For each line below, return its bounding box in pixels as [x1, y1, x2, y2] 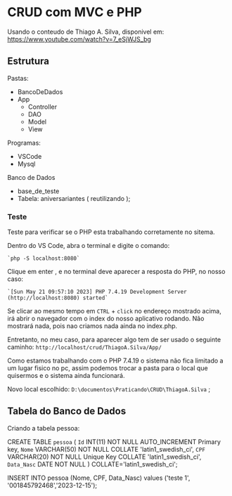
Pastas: [7, 74, 30, 82]
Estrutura [7, 56, 50, 67]
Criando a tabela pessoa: [7, 424, 80, 432]
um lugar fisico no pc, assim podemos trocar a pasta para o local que [7, 364, 209, 372]
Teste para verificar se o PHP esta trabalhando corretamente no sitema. [7, 228, 216, 236]
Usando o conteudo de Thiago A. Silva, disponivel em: [7, 27, 165, 36]
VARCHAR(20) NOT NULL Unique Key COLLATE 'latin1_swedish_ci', [7, 452, 202, 461]
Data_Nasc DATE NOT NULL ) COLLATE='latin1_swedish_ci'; [7, 459, 178, 468]
